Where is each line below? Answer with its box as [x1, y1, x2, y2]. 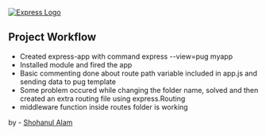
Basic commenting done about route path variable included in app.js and [19, 68, 258, 78]
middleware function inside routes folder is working [19, 102, 188, 111]
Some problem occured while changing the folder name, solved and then [19, 85, 259, 94]
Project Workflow [8, 30, 97, 44]
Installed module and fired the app [19, 60, 133, 69]
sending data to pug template [19, 76, 117, 87]
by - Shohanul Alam [8, 118, 73, 127]
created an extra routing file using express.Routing [19, 94, 186, 103]
